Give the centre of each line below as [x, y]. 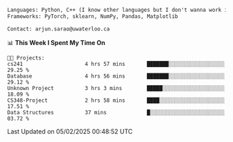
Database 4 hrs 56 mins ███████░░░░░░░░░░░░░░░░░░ [116, 76]
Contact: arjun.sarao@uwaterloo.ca [59, 29]
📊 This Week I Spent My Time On [56, 42]
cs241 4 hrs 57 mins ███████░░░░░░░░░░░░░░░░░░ [116, 64]
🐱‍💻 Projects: [26, 58]
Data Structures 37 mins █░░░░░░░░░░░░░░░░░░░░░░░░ [116, 112]
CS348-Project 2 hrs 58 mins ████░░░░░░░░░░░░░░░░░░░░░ [116, 100]
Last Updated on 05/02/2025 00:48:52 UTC [70, 131]
